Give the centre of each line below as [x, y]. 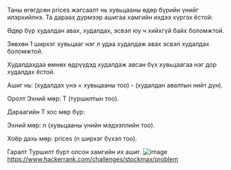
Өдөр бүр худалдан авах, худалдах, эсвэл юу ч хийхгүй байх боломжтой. [116, 31]
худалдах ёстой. [31, 72]
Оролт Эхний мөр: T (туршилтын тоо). [63, 98]
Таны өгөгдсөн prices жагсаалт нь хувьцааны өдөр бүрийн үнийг [103, 10]
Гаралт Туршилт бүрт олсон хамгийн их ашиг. [74, 152]
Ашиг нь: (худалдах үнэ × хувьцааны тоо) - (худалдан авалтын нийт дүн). [115, 85]
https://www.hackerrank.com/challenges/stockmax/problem [93, 159]
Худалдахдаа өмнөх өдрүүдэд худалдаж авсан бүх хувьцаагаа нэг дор [112, 64]
